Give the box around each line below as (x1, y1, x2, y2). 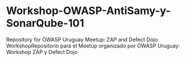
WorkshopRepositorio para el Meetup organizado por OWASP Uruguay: (6, 42, 181, 49)
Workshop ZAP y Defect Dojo (6, 48, 78, 55)
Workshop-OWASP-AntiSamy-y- (6, 4, 171, 18)
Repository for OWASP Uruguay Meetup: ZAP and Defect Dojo (6, 36, 158, 43)
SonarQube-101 (6, 16, 85, 30)
